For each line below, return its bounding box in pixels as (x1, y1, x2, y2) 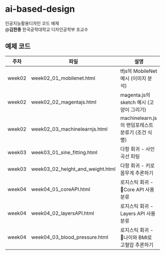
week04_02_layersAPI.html (31, 210, 94, 217)
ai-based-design (5, 3, 75, 15)
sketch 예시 (120, 99, 146, 106)
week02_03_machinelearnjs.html (31, 125, 108, 132)
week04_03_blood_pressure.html (31, 233, 109, 240)
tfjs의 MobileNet (120, 67, 157, 74)
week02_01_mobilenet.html (31, 75, 96, 82)
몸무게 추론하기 (120, 170, 154, 176)
